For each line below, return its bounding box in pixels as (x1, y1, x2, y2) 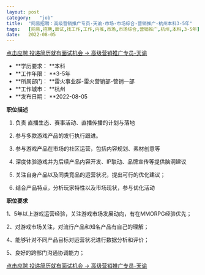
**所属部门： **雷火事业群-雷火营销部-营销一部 (15, 78, 135, 85)
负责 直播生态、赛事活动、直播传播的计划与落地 (15, 119, 135, 126)
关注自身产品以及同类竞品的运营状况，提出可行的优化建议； (15, 171, 166, 178)
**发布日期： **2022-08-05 (15, 93, 88, 100)
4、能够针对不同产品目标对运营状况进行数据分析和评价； (6, 236, 150, 244)
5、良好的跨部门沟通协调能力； (6, 249, 85, 257)
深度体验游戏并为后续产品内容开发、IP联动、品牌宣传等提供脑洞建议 (15, 158, 187, 165)
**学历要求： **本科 (15, 62, 65, 70)
